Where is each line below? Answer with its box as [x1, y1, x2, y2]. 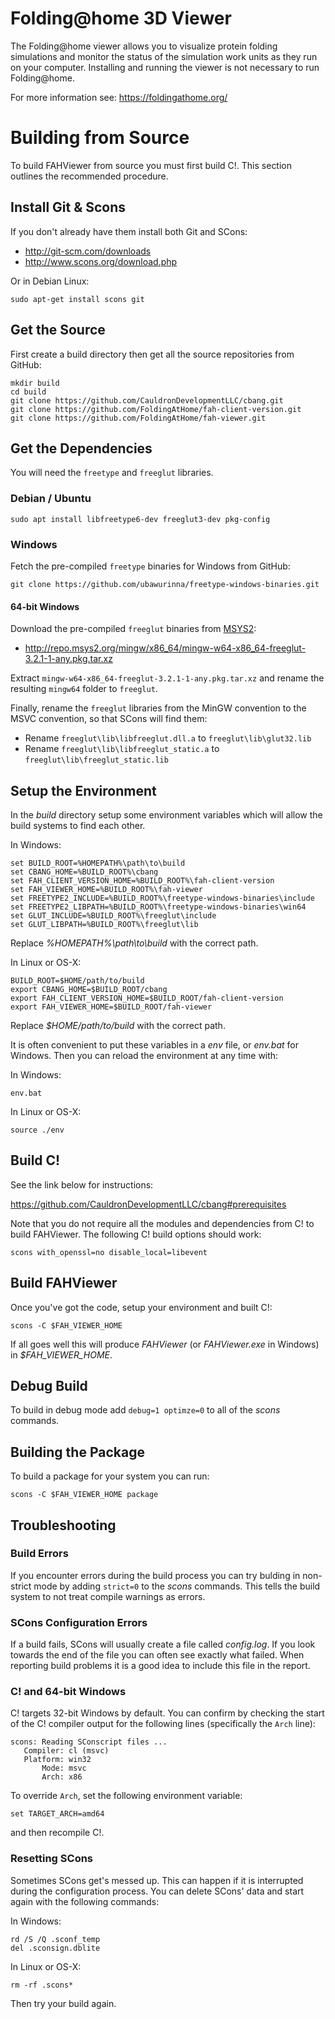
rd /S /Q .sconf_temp [10, 1934, 101, 1944]
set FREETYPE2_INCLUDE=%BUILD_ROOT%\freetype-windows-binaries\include [10, 893, 315, 903]
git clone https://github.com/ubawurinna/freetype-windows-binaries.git [10, 579, 320, 589]
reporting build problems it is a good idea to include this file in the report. [10, 1660, 311, 1672]
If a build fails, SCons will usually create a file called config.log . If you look [10, 1638, 316, 1651]
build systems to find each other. [10, 819, 146, 831]
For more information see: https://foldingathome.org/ [10, 91, 228, 103]
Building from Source [10, 127, 190, 149]
